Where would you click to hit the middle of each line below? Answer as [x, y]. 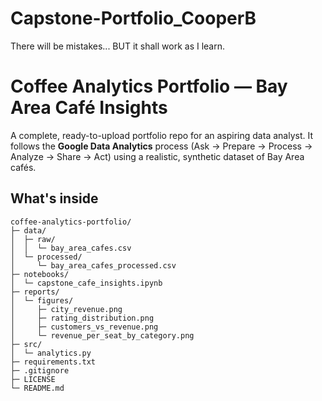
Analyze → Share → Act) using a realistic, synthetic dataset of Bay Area [157, 156]
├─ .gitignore [40, 370]
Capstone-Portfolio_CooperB [133, 18]
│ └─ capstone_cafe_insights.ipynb [86, 283]
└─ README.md [37, 388]
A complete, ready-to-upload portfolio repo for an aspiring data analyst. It [161, 135]
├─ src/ [26, 344]
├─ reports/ [35, 292]
